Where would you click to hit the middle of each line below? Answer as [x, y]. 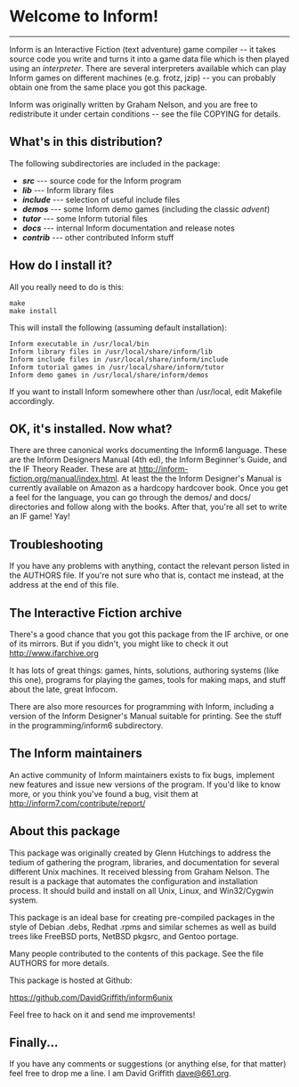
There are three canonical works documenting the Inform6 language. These [148, 450]
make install [33, 311]
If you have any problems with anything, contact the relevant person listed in [149, 566]
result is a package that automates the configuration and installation [133, 881]
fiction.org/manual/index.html [63, 479]
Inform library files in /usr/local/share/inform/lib [111, 352]
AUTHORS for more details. [59, 962]
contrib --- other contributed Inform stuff [98, 237]
